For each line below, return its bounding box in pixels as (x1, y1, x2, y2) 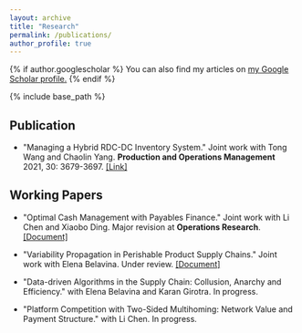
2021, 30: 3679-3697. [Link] (22, 161, 128, 172)
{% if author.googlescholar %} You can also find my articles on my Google (9, 64, 289, 75)
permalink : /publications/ (9, 30, 112, 39)
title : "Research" (9, 22, 79, 31)
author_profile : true (9, 38, 92, 48)
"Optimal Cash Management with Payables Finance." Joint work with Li (22, 212, 290, 223)
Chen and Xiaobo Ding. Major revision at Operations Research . (22, 221, 262, 233)
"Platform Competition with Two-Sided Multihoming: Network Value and (22, 303, 294, 315)
